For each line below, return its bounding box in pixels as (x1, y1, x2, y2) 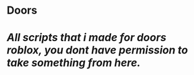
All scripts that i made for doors (7, 31, 167, 45)
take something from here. (7, 56, 141, 70)
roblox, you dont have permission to (7, 43, 189, 57)
